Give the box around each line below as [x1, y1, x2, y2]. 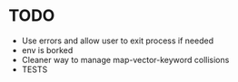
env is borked [21, 44, 74, 55]
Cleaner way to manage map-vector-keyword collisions [21, 54, 230, 65]
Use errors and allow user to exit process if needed [21, 35, 214, 46]
